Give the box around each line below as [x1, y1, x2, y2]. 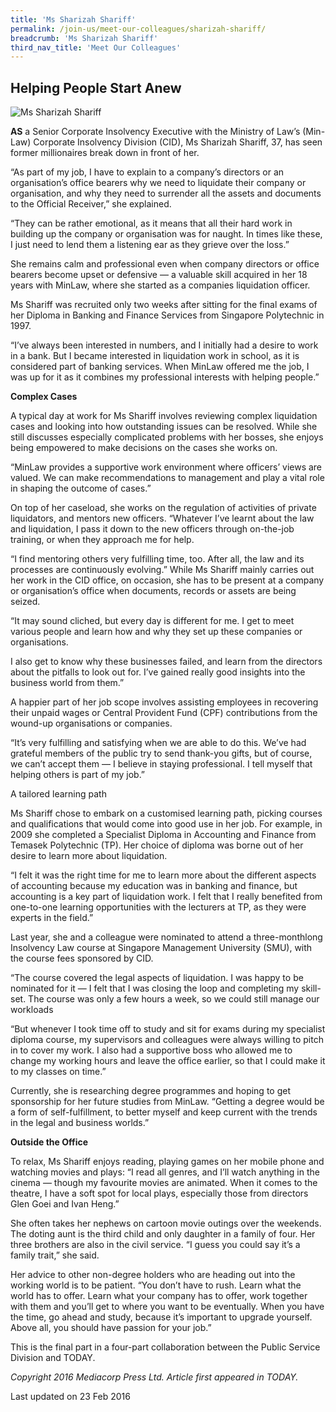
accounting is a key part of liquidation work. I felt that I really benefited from [10, 891, 323, 903]
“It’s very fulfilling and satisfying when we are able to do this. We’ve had [10, 737, 307, 749]
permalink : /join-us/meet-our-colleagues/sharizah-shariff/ [10, 24, 267, 34]
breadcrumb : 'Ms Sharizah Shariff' [10, 33, 159, 43]
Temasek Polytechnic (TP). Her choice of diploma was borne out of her [10, 839, 304, 851]
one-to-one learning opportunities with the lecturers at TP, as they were [10, 901, 307, 913]
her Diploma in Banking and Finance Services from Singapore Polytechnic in [10, 309, 325, 321]
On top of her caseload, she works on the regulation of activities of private [10, 502, 317, 514]
